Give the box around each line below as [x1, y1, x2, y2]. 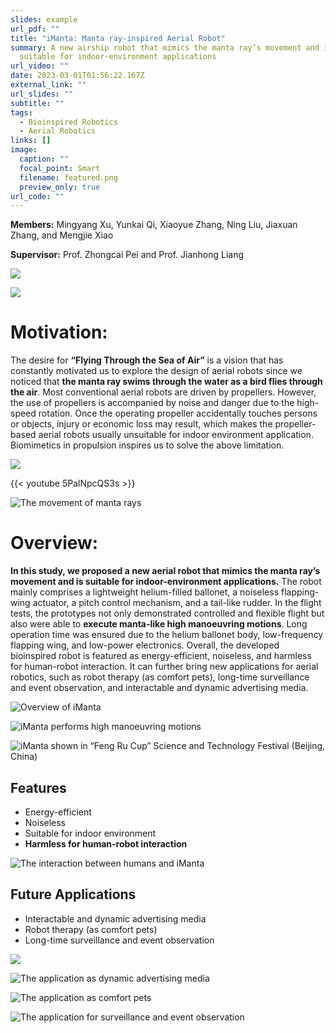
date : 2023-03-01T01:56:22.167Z [10, 71, 145, 81]
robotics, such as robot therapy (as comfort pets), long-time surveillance [10, 671, 310, 683]
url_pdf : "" [10, 24, 60, 34]
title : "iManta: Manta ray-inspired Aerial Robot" [10, 33, 226, 43]
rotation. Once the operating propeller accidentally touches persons [38, 407, 318, 420]
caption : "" [19, 154, 70, 164]
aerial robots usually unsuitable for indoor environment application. [38, 429, 314, 441]
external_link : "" [10, 80, 87, 90]
